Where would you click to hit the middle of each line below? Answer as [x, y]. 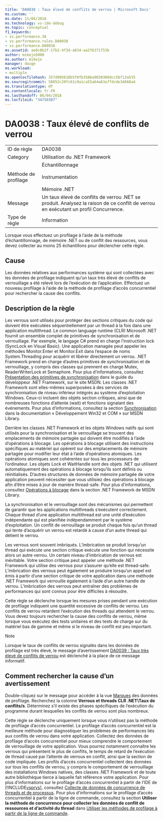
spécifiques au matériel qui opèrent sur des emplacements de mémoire [76, 448]
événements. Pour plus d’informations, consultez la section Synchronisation [81, 408]
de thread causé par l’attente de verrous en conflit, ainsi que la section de [79, 756]
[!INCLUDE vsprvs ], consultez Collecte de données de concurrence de [75, 787]
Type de [17, 217]
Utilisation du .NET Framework [76, 157]
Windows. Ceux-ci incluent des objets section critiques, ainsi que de [73, 398]
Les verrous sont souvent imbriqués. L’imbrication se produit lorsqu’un [76, 544]
